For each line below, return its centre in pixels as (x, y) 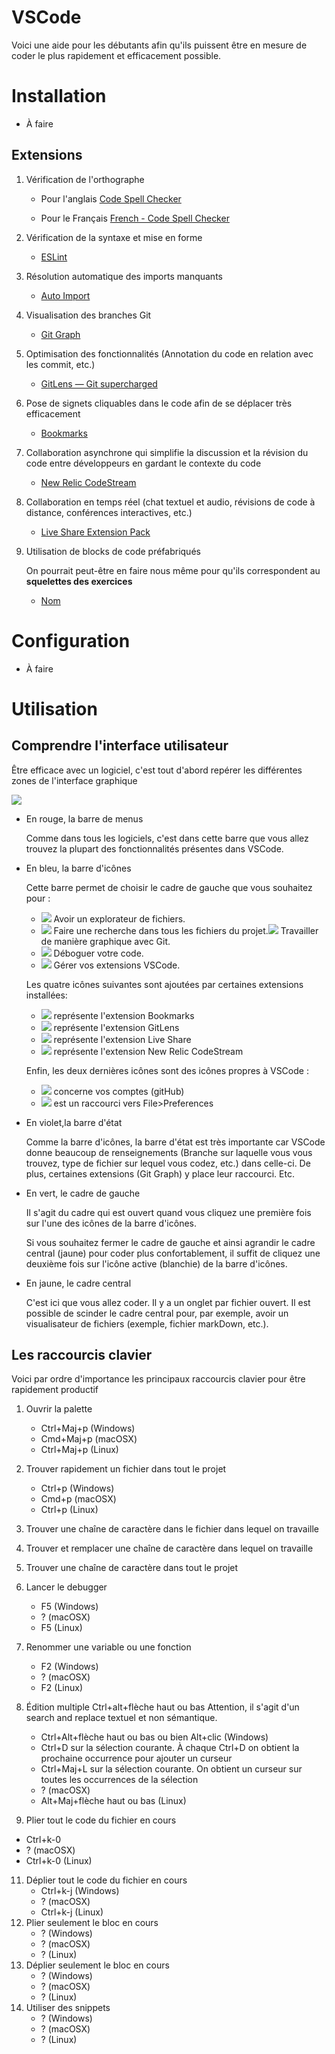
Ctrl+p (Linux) (69, 1510)
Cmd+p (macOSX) (78, 1499)
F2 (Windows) (69, 1667)
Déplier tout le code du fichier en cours (106, 1880)
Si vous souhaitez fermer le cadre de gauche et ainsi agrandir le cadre (170, 1242)
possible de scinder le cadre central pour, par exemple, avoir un (157, 1313)
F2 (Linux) (62, 1688)
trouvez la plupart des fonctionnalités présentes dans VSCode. (154, 848)
